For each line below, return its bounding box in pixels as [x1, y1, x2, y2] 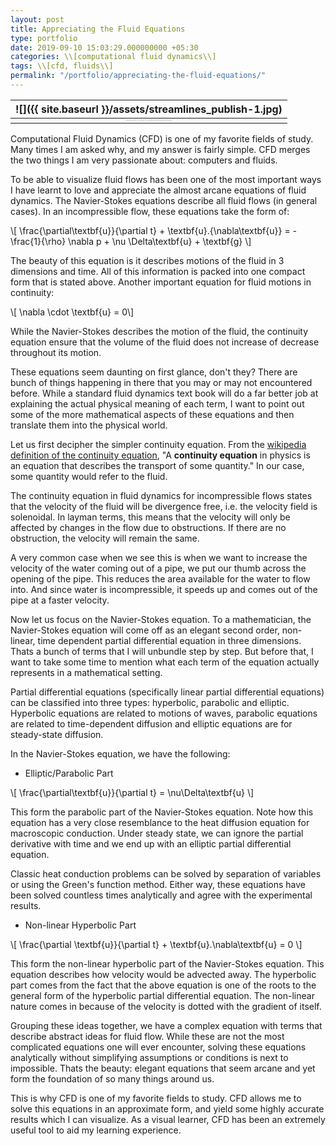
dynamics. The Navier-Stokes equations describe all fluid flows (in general [10, 194, 318, 206]
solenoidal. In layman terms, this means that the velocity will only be [10, 511, 291, 523]
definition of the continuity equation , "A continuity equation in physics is [10, 449, 311, 461]
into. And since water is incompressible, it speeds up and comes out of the [10, 583, 318, 595]
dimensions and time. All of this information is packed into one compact [10, 265, 306, 277]
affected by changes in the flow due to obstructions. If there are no [10, 521, 287, 533]
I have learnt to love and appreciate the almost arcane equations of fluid [10, 184, 307, 196]
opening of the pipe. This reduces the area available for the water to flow [10, 572, 311, 585]
